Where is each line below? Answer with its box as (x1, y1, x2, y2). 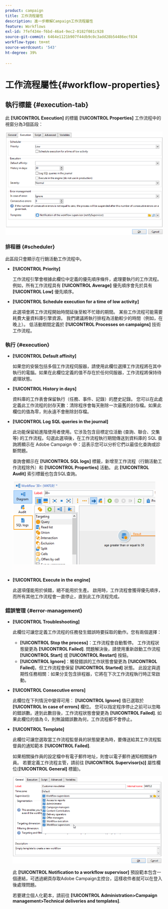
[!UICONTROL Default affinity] (12, 353, 76, 359)
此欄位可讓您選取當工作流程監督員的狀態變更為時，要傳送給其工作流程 (12, 736, 157, 742)
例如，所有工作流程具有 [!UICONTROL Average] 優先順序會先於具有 (12, 282, 152, 288)
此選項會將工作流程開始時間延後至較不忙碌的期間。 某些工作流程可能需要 (12, 309, 163, 315)
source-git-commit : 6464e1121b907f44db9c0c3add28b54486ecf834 (5, 34, 137, 39)
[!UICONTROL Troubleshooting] (12, 619, 80, 625)
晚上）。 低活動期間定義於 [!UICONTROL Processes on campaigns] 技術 (12, 321, 161, 327)
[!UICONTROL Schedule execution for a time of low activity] (12, 298, 139, 304)
